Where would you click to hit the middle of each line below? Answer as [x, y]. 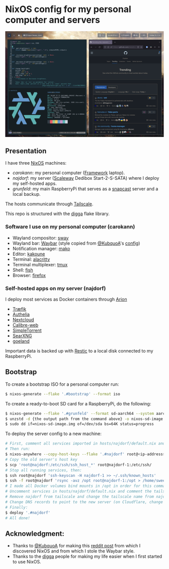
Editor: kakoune [29, 254]
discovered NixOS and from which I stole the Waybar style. [73, 551]
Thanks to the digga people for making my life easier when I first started [87, 556]
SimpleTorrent [27, 330]
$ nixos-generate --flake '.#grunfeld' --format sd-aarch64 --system [80, 413]
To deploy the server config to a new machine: [54, 434]
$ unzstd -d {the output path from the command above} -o [67, 419]
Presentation [26, 151]
